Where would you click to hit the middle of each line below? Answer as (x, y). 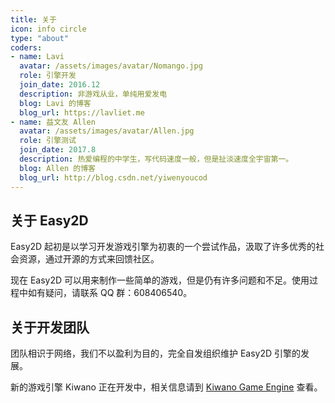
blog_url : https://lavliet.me (82, 112)
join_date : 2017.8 (58, 150)
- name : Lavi (37, 57)
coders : (26, 47)
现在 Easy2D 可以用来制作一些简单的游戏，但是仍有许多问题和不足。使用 (160, 280)
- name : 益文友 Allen (53, 122)
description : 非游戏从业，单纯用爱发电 (93, 94)
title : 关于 (33, 19)
